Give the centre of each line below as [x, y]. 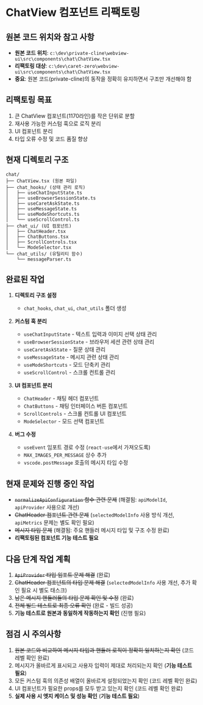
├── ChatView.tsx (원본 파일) [41, 181]
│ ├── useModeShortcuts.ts [43, 214]
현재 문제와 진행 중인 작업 [50, 484]
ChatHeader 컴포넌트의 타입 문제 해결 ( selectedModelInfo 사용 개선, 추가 [102, 583]
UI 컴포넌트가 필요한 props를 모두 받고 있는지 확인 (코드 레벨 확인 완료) [99, 688]
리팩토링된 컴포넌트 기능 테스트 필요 [56, 538]
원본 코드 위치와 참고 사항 [50, 37]
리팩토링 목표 [29, 100]
